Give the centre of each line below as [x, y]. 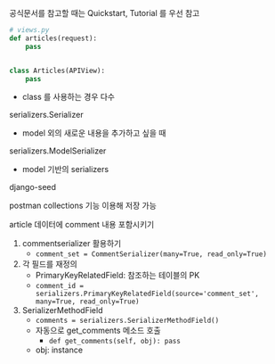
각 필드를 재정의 [49, 264]
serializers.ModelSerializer [58, 151]
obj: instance [59, 350]
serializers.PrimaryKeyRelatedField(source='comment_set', [147, 294]
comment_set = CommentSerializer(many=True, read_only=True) [151, 254]
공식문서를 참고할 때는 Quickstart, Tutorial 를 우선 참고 [105, 13]
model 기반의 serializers [65, 170]
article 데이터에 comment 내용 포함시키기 [82, 225]
